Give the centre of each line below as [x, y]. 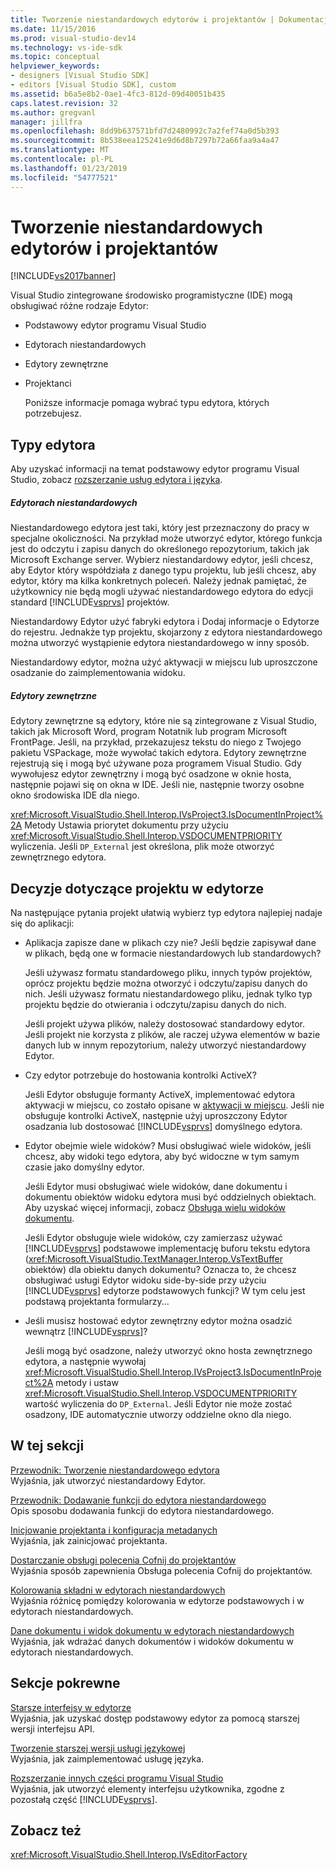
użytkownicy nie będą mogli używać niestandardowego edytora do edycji [162, 592]
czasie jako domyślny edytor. [84, 1167]
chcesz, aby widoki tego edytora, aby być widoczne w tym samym [162, 1156]
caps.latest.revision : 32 [64, 103]
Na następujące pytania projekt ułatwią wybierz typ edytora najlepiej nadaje [166, 912]
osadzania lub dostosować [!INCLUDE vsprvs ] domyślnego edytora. [163, 1126]
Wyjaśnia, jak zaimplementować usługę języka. [107, 1758]
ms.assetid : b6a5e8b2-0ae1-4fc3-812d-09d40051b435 [118, 94]
